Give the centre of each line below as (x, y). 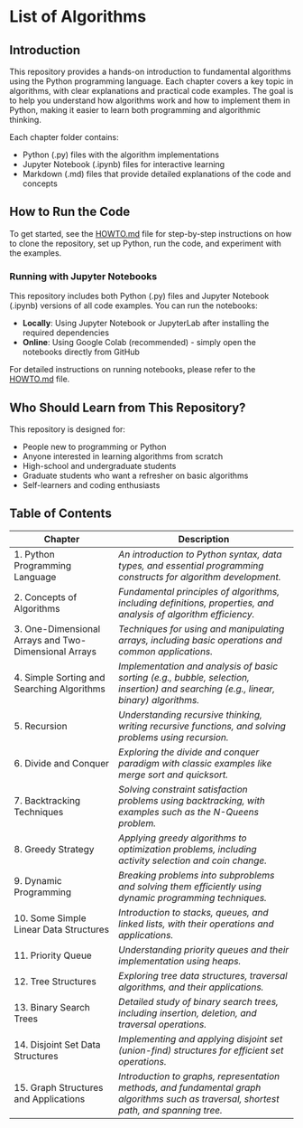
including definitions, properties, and (196, 603)
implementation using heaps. (180, 961)
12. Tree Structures (55, 981)
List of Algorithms (78, 17)
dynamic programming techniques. (193, 898)
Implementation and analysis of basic (198, 666)
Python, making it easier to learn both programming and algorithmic (135, 110)
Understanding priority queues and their (204, 949)
